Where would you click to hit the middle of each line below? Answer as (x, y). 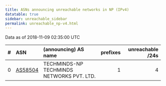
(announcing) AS (64, 50)
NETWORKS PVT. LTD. (69, 76)
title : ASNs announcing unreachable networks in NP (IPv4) (67, 10)
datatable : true (22, 14)
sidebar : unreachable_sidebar (36, 19)
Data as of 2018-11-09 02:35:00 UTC (42, 37)
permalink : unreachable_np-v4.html (42, 23)
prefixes (111, 53)
